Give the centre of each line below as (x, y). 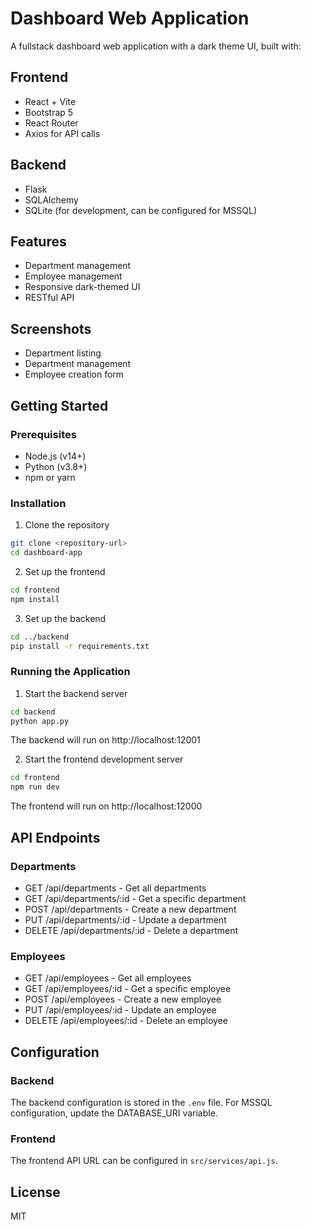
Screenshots (51, 328)
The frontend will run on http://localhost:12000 (106, 806)
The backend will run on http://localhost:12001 (105, 740)
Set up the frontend (65, 571)
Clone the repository (67, 525)
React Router (51, 123)
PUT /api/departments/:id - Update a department (125, 919)
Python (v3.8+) (56, 466)
